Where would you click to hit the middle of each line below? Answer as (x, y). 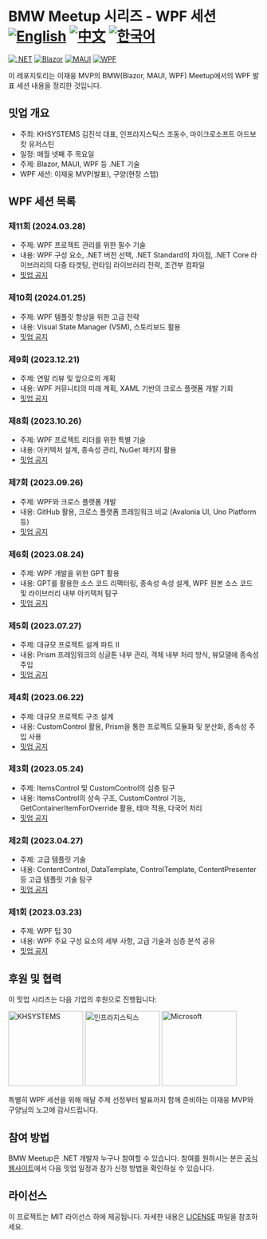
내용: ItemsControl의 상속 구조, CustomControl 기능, (102, 798)
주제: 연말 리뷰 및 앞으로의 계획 (67, 378)
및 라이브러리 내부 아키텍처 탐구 (69, 593)
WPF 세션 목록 (42, 202)
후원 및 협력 (35, 979)
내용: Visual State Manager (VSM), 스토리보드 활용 (100, 327)
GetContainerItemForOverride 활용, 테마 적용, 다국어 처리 (111, 807)
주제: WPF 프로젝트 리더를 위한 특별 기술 (82, 440)
